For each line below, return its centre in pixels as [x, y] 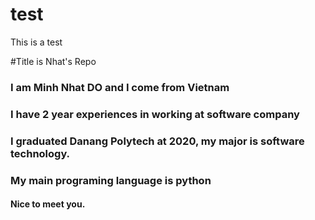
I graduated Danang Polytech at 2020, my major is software [157, 141]
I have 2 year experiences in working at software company [155, 114]
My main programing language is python [111, 180]
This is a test [36, 42]
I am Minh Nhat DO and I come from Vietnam [120, 87]
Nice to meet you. [48, 204]
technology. [40, 153]
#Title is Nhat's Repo [53, 61]
